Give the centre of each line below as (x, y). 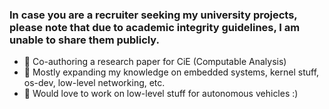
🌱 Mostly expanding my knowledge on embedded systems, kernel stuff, (171, 72)
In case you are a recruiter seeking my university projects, (153, 15)
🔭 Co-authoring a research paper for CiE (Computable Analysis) (155, 62)
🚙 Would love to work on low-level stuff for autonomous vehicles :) (161, 94)
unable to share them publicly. (85, 40)
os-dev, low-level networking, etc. (94, 83)
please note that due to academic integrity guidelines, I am (155, 27)
